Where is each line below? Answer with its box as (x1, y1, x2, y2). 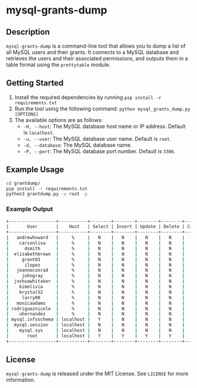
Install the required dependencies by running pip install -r (14, 93, 161, 100)
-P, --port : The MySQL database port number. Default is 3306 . (23, 147, 176, 154)
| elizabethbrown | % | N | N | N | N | (6, 251, 185, 257)
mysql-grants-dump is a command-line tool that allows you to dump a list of (6, 42, 186, 49)
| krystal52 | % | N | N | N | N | (6, 289, 185, 295)
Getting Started (6, 78, 64, 88)
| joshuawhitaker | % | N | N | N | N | (6, 278, 185, 285)
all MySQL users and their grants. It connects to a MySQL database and (6, 49, 179, 56)
